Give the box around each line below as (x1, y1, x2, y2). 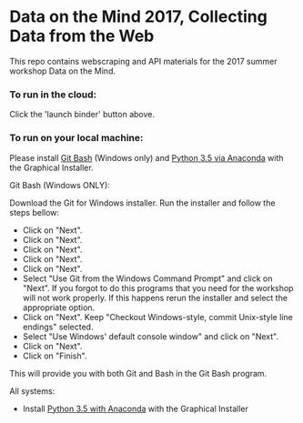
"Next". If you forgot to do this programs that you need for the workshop (22, 282, 294, 293)
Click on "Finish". (22, 350, 87, 361)
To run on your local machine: (9, 132, 144, 145)
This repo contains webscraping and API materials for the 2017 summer (9, 55, 278, 66)
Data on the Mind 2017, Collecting (9, 6, 268, 27)
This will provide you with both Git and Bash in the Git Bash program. (9, 368, 268, 378)
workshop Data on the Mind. (9, 65, 116, 76)
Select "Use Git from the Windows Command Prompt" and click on (22, 273, 273, 284)
